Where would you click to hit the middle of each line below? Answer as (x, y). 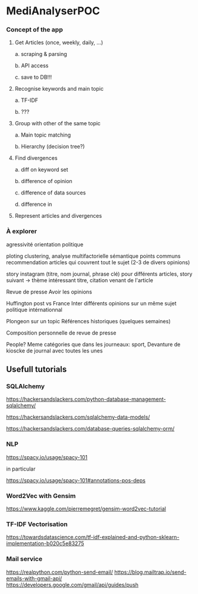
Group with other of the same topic (58, 123)
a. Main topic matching (43, 135)
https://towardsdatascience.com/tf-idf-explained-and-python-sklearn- (93, 537)
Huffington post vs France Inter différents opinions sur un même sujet (91, 303)
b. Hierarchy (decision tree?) (50, 147)
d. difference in (33, 205)
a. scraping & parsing (41, 54)
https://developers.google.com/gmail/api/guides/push (72, 584)
